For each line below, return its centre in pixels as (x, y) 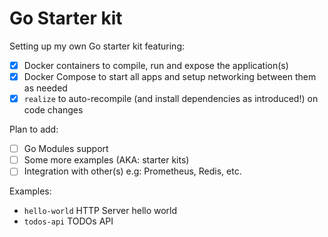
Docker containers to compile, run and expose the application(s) (156, 65)
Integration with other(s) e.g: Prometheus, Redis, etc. (132, 171)
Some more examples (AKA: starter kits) (106, 160)
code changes (53, 110)
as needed (45, 88)
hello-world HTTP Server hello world (100, 211)
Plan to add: (34, 129)
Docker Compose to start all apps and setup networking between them (170, 76)
